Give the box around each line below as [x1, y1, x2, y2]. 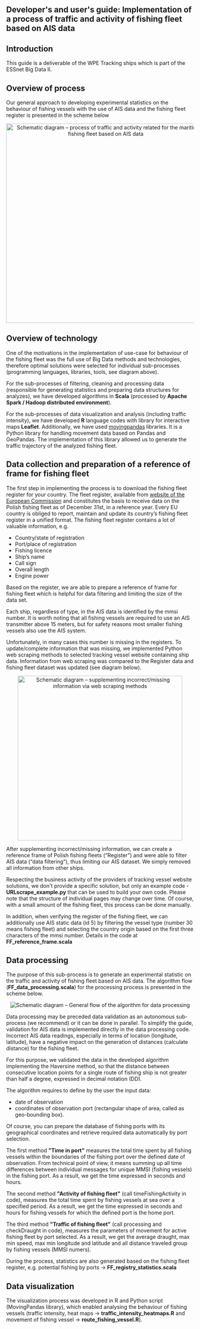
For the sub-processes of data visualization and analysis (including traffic [6, 410, 186, 417]
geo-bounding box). [14, 1111, 64, 1119]
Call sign [14, 559, 37, 566]
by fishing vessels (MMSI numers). [6, 1246, 91, 1253]
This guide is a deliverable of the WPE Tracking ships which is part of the [6, 60, 186, 67]
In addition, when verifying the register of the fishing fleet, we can [6, 912, 168, 920]
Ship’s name [14, 553, 45, 560]
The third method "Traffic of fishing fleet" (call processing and [6, 1220, 162, 1228]
